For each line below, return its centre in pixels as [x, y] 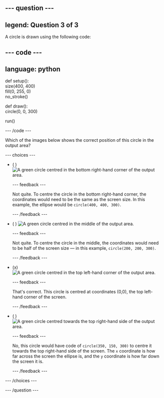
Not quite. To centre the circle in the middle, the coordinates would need [85, 243]
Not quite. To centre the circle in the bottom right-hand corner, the [79, 194]
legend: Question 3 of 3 [42, 25]
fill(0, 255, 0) [18, 91]
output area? [18, 146]
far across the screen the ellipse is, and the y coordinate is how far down [86, 356]
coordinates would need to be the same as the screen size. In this [79, 199]
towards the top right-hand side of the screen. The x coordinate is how [84, 351]
